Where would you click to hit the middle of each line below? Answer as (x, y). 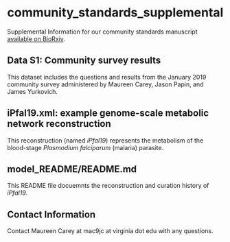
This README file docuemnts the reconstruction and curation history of (108, 186)
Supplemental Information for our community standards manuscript (102, 32)
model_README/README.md (72, 169)
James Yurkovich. (33, 91)
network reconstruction (59, 124)
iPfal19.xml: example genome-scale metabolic (108, 113)
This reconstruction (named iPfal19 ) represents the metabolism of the (105, 140)
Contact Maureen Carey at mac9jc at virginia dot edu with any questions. (110, 231)
